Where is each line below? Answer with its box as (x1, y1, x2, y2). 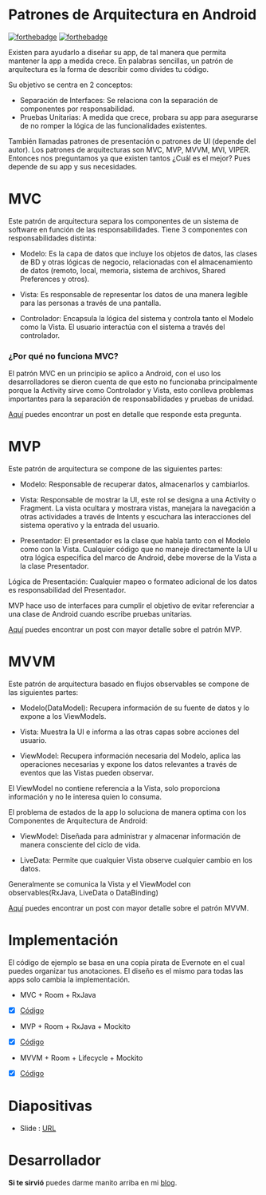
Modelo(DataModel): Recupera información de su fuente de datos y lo (19, 703, 250, 713)
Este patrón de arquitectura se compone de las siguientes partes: (8, 464, 223, 474)
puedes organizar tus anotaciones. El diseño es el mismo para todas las (8, 966, 244, 975)
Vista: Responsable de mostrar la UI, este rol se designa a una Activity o (19, 495, 256, 505)
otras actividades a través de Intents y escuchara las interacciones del (19, 512, 252, 522)
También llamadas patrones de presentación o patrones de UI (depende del (8, 136, 256, 145)
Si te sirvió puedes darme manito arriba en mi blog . (8, 1178, 178, 1188)
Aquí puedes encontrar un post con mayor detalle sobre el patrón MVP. (8, 625, 242, 634)
